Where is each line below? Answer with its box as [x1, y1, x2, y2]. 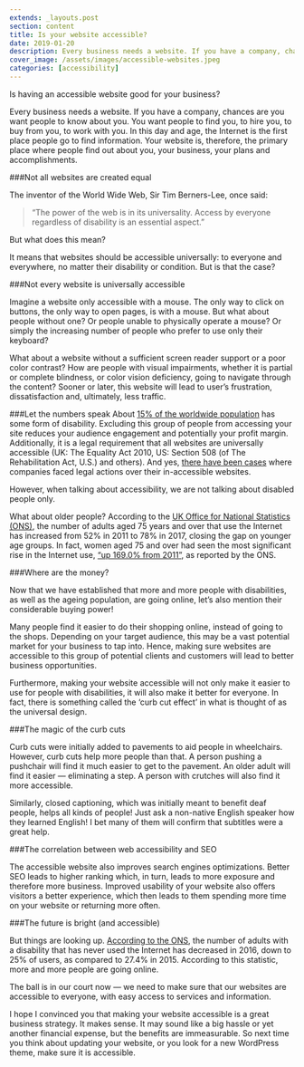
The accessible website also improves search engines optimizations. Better [9, 861, 290, 872]
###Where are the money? [9, 567, 109, 578]
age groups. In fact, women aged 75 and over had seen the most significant [9, 540, 291, 551]
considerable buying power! [9, 603, 114, 614]
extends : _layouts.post [9, 13, 100, 23]
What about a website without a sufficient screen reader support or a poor [9, 352, 287, 363]
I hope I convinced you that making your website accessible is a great [9, 1008, 270, 1019]
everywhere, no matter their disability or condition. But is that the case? [9, 261, 276, 272]
